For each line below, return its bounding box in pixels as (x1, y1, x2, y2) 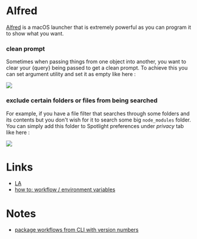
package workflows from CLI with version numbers (14, 226, 139, 234)
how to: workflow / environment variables (14, 186, 116, 193)
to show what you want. (6, 30, 64, 37)
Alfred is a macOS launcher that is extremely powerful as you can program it (6, 24, 191, 31)
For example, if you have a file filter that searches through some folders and (6, 110, 190, 117)
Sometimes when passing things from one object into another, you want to (6, 58, 186, 66)
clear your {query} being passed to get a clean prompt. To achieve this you (6, 64, 188, 71)
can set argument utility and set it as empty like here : (6, 71, 136, 78)
